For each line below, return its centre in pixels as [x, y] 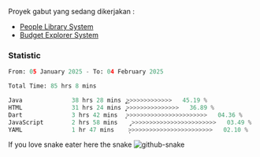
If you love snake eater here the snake [70, 144]
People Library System [56, 26]
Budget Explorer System [59, 35]
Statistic [24, 55]
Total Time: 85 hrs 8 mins [52, 86]
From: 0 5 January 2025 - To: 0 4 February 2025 [86, 72]
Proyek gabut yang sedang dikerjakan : [72, 11]
